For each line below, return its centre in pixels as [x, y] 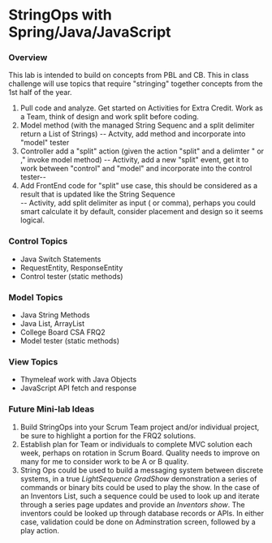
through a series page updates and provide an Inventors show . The [132, 504]
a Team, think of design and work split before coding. [109, 117]
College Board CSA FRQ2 [63, 332]
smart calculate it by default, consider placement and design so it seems [142, 212]
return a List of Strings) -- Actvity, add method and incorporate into [133, 134]
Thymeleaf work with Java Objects [78, 380]
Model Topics [36, 297]
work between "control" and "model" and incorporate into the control [136, 169]
